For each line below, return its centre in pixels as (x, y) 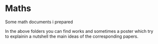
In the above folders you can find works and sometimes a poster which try (79, 31)
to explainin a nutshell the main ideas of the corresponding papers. (72, 36)
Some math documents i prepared (39, 22)
